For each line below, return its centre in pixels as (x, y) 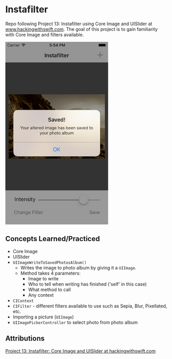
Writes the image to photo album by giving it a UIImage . (78, 267)
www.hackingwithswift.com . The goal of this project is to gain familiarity (82, 29)
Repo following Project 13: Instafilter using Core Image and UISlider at (79, 24)
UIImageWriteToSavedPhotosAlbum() (50, 263)
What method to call (49, 290)
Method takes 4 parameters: (50, 273)
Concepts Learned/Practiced (53, 239)
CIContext (23, 301)
